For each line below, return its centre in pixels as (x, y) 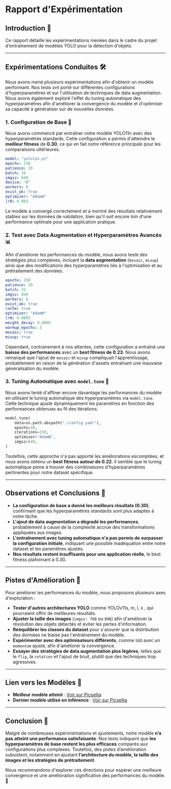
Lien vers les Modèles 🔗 (44, 682)
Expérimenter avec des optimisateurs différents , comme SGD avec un (86, 640)
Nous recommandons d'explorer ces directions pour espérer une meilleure (83, 770)
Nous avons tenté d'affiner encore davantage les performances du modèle (83, 392)
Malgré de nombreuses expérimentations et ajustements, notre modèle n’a (83, 733)
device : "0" (18, 182)
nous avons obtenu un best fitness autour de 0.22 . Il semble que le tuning (83, 461)
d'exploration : (20, 598)
